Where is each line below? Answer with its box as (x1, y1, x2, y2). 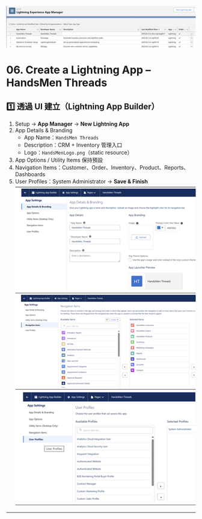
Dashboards (14, 171, 46, 178)
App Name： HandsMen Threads (23, 134, 99, 141)
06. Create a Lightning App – (6, 63, 151, 77)
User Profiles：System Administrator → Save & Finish (14, 178, 148, 185)
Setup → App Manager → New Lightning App (14, 120, 130, 127)
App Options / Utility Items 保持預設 (14, 156, 103, 164)
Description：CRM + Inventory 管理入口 (23, 141, 123, 149)
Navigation (14, 164, 42, 171)
